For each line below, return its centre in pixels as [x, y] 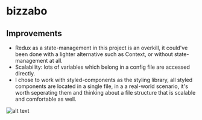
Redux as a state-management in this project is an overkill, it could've [101, 48]
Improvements [34, 33]
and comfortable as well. [46, 99]
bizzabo [27, 11]
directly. [25, 73]
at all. [56, 61]
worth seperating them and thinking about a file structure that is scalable [105, 93]
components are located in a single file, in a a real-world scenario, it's [102, 86]
